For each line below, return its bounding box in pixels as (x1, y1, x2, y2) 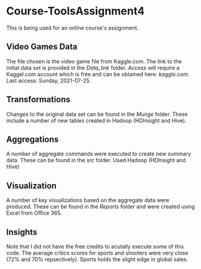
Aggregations (6, 134, 59, 144)
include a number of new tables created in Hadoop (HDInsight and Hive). (6, 116, 187, 124)
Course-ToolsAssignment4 (6, 4, 145, 18)
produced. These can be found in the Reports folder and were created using (6, 203, 196, 210)
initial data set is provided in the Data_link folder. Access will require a (6, 64, 180, 71)
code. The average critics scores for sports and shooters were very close (6, 249, 188, 256)
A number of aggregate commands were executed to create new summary (6, 150, 191, 157)
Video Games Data (6, 42, 78, 52)
